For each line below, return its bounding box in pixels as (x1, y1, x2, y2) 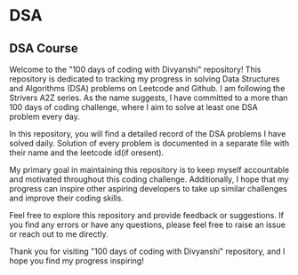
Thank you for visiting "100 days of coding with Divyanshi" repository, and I (9, 246, 286, 256)
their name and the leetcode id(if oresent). (9, 147, 165, 158)
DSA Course (9, 41, 78, 56)
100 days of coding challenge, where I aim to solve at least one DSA (9, 102, 258, 112)
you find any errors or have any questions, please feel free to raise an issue (9, 219, 286, 230)
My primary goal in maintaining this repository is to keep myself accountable (9, 165, 290, 175)
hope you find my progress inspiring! (9, 255, 144, 266)
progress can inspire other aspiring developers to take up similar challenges (9, 184, 287, 193)
